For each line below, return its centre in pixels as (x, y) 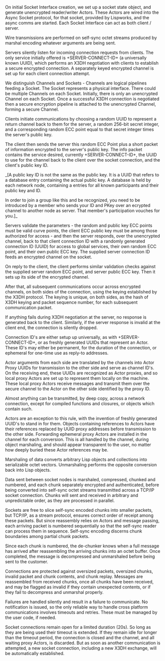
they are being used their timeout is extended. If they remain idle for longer (81, 632)
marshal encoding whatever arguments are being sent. (61, 43)
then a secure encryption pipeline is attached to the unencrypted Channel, (81, 104)
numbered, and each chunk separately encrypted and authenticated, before (82, 485)
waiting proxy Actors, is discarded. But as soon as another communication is (83, 643)
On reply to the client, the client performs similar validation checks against (81, 267)
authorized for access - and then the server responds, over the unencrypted (82, 236)
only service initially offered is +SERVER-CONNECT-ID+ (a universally (76, 58)
